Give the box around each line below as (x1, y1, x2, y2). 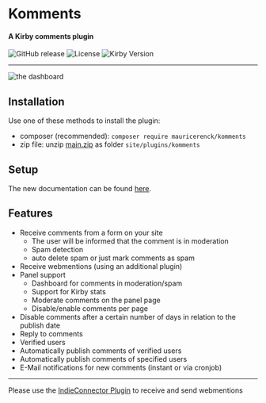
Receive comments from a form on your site (19, 228, 164, 237)
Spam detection (31, 244, 84, 254)
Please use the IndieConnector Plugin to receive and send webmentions (8, 386, 243, 395)
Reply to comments (19, 328, 83, 338)
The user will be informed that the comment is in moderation (31, 236, 230, 246)
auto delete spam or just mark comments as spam (31, 253, 196, 263)
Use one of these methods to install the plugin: (8, 116, 161, 125)
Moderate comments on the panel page (31, 295, 161, 305)
